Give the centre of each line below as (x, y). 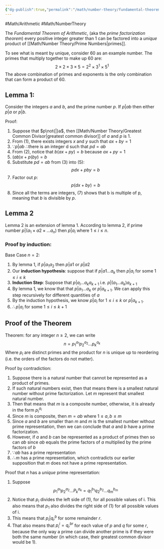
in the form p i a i (27, 410)
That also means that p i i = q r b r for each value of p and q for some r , (80, 525)
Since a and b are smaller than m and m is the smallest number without (83, 422)
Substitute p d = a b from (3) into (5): (48, 162)
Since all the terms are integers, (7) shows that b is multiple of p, (77, 193)
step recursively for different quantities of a (56, 295)
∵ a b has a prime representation (44, 453)
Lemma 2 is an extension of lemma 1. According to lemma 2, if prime (74, 225)
